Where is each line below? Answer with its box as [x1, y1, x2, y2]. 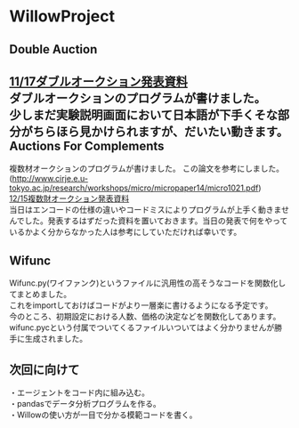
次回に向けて [9, 362, 80, 377]
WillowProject [9, 6, 116, 27]
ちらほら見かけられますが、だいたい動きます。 [32, 124, 289, 139]
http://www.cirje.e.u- [12, 174, 89, 184]
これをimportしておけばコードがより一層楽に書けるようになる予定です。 [9, 300, 273, 311]
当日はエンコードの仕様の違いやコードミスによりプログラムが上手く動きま [9, 205, 282, 215]
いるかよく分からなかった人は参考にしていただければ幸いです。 [9, 227, 242, 238]
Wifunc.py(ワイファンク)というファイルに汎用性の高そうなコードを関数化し [9, 278, 287, 288]
